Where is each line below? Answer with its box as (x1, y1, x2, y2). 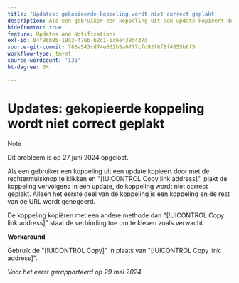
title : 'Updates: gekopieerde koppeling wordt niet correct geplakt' (7, 10, 218, 18)
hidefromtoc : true (7, 24, 62, 31)
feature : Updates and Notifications (7, 30, 116, 38)
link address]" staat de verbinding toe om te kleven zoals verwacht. (7, 218, 205, 227)
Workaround (7, 232, 46, 241)
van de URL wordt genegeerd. (7, 197, 96, 205)
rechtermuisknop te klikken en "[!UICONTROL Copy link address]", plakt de (7, 174, 228, 182)
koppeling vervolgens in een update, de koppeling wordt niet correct (7, 182, 208, 190)
